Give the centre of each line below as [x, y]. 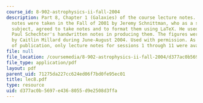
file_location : [25, 57]
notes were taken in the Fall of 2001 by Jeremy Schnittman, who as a [102, 23]
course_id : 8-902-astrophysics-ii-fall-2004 [63, 12]
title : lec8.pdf [27, 79]
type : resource [25, 85]
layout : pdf [21, 68]
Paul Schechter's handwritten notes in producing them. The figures [100, 35]
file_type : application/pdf [42, 62]
